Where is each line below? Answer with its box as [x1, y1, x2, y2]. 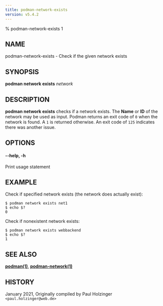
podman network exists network [5, 81, 73, 87]
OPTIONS [5, 139, 35, 147]
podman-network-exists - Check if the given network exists [5, 53, 128, 59]
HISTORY [5, 278, 35, 286]
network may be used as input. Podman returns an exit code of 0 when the [5, 113, 158, 119]
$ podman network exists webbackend [5, 228, 81, 233]
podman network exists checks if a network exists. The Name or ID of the [5, 108, 158, 114]
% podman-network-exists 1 [5, 25, 63, 31]
